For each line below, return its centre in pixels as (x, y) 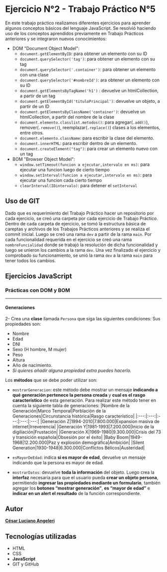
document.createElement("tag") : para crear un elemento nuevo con (88, 148)
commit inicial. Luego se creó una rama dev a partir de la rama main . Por (79, 234)
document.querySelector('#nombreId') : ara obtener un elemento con (90, 80)
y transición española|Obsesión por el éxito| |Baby (64, 437)
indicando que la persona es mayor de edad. (58, 462)
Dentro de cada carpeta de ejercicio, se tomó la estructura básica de (76, 223)
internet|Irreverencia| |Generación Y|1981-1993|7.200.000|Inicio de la (83, 427)
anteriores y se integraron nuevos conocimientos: (56, 39)
